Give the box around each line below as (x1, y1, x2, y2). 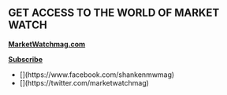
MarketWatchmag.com (8, 39, 86, 49)
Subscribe (8, 54, 43, 64)
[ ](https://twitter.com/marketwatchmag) (19, 78, 150, 87)
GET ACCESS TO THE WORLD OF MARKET (8, 6, 220, 20)
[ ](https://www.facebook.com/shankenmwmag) (19, 70, 175, 79)
